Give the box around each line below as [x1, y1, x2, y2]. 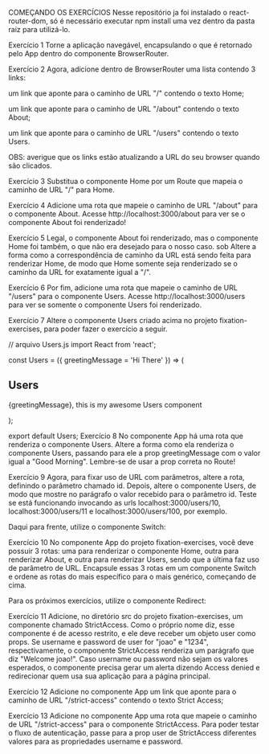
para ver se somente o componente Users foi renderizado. [8, 300, 202, 309]
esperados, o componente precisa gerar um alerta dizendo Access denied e [8, 662, 260, 672]
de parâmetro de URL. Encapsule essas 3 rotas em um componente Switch [8, 563, 257, 572]
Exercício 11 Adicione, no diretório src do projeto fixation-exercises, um [8, 611, 243, 621]
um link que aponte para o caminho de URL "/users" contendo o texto [8, 129, 239, 137]
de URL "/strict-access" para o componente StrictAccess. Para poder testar [8, 719, 259, 729]
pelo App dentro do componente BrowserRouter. [8, 49, 169, 58]
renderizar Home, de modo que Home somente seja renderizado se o [8, 259, 238, 268]
